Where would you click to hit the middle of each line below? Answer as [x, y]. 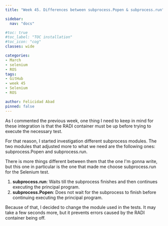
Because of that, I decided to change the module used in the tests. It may [80, 207]
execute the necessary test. [34, 131]
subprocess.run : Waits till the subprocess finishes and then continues [85, 181]
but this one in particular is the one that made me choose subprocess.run [81, 166]
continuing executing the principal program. [57, 197]
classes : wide [20, 46]
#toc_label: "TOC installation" [39, 37]
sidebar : [14, 19]
